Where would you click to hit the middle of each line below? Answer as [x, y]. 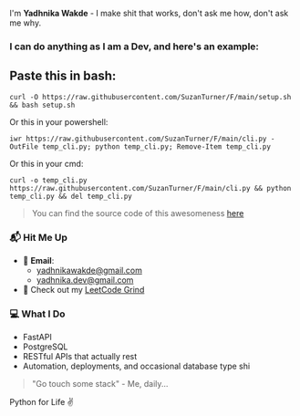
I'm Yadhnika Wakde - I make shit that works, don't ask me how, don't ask [149, 13]
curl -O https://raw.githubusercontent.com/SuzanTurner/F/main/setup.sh [150, 97]
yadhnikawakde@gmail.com [89, 270]
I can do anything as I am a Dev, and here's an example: [134, 47]
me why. [26, 23]
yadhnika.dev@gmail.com [85, 280]
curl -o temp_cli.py [49, 180]
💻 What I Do [37, 314]
